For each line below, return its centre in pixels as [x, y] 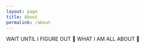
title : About [22, 17]
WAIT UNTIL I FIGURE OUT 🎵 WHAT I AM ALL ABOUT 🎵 [73, 39]
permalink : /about [28, 22]
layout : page [22, 11]
